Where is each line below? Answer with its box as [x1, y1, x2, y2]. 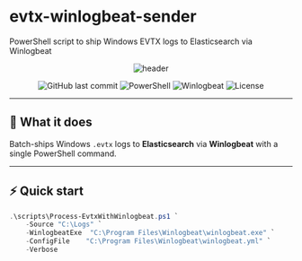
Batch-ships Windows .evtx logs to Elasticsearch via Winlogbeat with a [9, 138, 279, 149]
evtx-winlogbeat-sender [9, 6, 197, 27]
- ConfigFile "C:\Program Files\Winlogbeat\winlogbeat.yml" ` [25, 237, 271, 246]
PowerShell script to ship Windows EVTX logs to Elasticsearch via [9, 36, 253, 47]
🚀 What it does [9, 115, 93, 130]
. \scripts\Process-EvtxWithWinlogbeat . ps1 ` [9, 212, 179, 221]
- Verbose [25, 245, 58, 255]
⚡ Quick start [9, 184, 84, 199]
